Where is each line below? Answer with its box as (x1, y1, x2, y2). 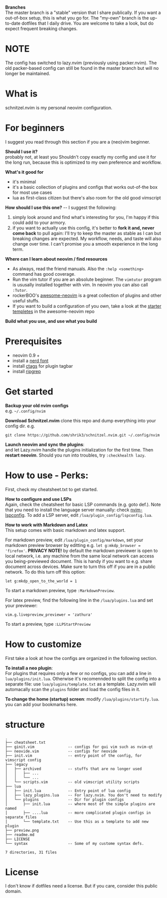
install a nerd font (12, 358, 48, 364)
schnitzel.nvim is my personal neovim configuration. (5, 104, 112, 110)
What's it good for (5, 169, 44, 175)
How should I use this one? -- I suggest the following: (5, 204, 116, 210)
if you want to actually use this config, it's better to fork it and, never (12, 225, 154, 231)
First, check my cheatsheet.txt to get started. (5, 486, 98, 492)
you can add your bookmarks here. (5, 701, 77, 707)
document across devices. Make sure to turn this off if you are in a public (5, 564, 156, 570)
